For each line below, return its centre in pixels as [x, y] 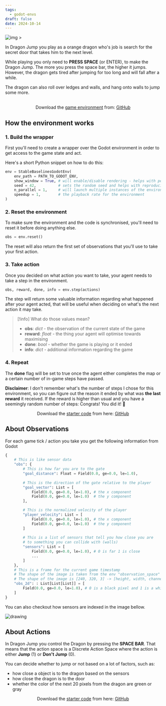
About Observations [37, 429]
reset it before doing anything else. [41, 228]
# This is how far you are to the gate [64, 469]
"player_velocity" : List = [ [53, 515]
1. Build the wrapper [29, 137]
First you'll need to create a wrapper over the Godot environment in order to [82, 148]
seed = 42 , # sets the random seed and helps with [77, 185]
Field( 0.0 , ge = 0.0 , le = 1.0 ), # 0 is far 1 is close [86, 552]
